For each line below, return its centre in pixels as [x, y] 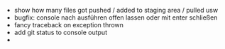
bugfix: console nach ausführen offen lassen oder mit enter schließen [116, 17]
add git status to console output [61, 32]
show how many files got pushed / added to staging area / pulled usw [116, 10]
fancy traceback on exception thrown [69, 25]
